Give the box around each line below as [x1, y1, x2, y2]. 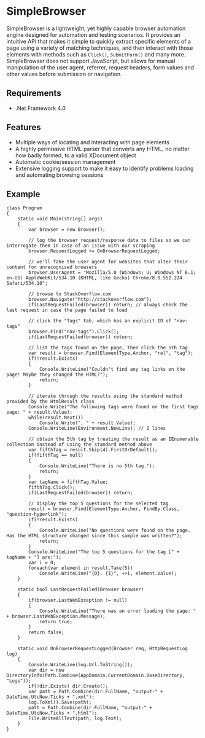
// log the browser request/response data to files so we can [28, 238, 191, 244]
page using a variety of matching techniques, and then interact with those [6, 44, 193, 52]
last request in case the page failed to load [6, 307, 128, 314]
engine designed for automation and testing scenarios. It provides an [6, 31, 181, 38]
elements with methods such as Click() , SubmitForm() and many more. [6, 50, 186, 58]
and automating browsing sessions [15, 171, 104, 179]
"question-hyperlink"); [6, 511, 68, 518]
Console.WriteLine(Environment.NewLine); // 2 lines [28, 425, 166, 432]
